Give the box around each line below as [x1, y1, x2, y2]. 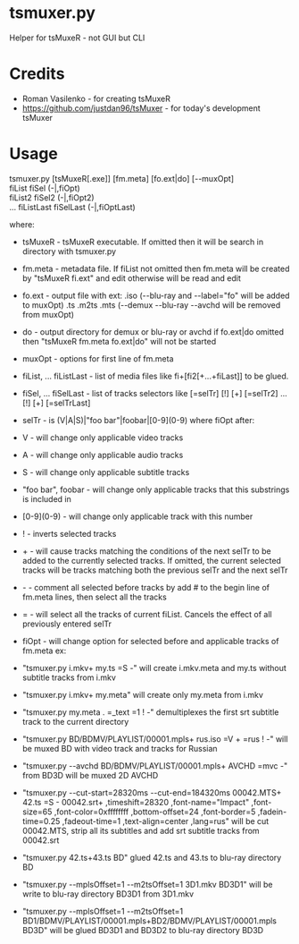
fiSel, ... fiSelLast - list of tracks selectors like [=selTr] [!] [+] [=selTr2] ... [21, 387, 287, 398]
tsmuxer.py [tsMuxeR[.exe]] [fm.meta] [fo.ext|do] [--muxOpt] [9, 173, 235, 183]
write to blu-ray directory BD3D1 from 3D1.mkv [21, 889, 195, 899]
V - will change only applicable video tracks [21, 432, 184, 443]
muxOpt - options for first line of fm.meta [21, 353, 174, 364]
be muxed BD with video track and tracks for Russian [21, 743, 218, 753]
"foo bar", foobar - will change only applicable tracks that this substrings [21, 484, 290, 495]
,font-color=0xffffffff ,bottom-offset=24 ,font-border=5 [54, 806, 256, 817]
